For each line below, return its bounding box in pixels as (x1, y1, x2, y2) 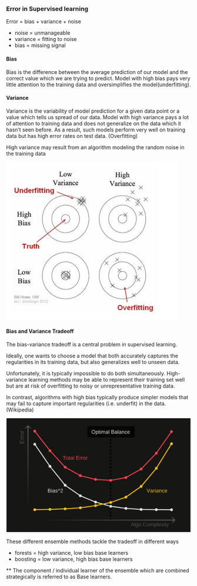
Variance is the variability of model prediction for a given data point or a (6, 107, 180, 114)
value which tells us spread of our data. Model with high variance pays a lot (6, 113, 189, 120)
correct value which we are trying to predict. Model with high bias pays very (6, 75, 191, 82)
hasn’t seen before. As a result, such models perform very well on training (6, 126, 186, 133)
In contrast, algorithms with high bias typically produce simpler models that (6, 393, 189, 400)
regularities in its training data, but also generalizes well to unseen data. (6, 358, 180, 365)
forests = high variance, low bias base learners (14, 550, 128, 557)
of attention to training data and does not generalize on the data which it (6, 120, 181, 127)
